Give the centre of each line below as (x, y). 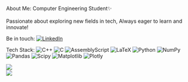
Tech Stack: (21, 50)
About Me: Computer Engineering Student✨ (59, 8)
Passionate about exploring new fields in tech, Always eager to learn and (94, 21)
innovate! (17, 27)
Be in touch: (21, 38)
